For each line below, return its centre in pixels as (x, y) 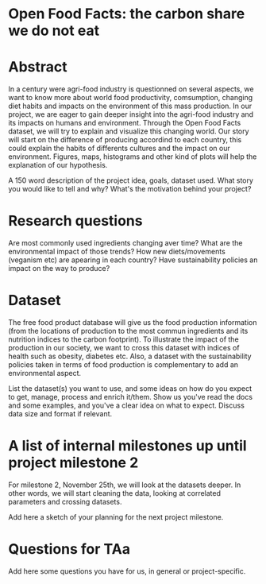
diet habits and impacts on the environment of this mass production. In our (130, 106)
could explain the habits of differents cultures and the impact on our (119, 149)
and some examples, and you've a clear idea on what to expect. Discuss (126, 405)
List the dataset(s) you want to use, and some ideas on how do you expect (130, 389)
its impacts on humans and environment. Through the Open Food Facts (125, 123)
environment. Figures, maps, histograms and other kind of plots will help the (133, 157)
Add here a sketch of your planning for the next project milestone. (116, 516)
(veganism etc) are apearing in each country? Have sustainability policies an (133, 260)
